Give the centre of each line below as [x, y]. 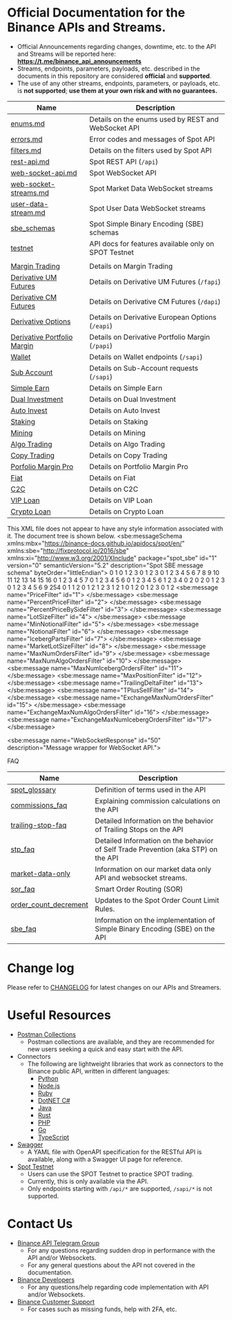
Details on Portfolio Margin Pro [139, 466]
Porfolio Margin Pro [42, 466]
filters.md [26, 150]
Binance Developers [46, 1279]
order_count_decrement [49, 905]
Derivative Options [41, 321]
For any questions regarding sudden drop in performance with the [121, 1250]
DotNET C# [54, 1100]
